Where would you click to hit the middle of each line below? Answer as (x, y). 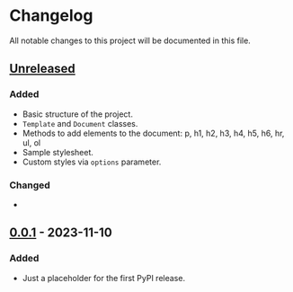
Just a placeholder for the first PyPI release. (104, 278)
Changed (30, 185)
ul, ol (31, 142)
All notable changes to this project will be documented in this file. (130, 40)
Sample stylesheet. (58, 152)
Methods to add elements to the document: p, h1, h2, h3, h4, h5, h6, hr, (153, 133)
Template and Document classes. (80, 123)
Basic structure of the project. (77, 114)
